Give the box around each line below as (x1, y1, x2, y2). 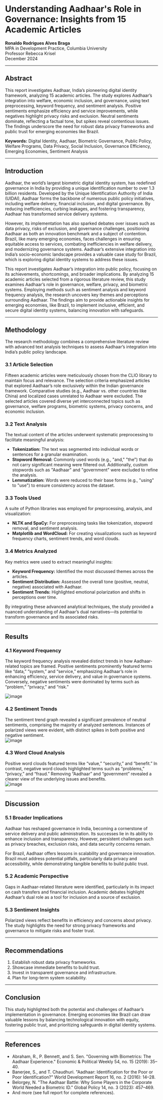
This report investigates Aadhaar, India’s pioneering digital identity (5, 87, 137, 93)
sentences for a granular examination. (12, 451, 88, 457)
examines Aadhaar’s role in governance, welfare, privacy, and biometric (5, 281, 148, 287)
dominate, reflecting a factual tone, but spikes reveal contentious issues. (5, 118, 150, 124)
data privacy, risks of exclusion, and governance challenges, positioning (5, 225, 149, 231)
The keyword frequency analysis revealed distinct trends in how (5, 658, 133, 664)
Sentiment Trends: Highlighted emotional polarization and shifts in (12, 589, 146, 595)
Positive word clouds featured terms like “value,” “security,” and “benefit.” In (5, 760, 158, 766)
